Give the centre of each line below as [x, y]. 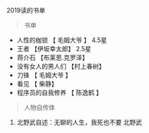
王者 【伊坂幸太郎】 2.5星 [54, 49]
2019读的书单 [26, 10]
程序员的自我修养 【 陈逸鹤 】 [59, 92]
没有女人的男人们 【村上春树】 [61, 66]
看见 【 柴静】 [37, 84]
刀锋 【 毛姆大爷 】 [44, 75]
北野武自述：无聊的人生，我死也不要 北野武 [79, 122]
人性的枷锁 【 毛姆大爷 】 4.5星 [62, 40]
